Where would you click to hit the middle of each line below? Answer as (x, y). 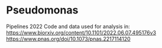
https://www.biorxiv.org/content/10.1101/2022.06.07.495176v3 (81, 32)
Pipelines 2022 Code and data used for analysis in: (68, 26)
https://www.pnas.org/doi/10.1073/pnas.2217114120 (69, 39)
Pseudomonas (42, 10)
